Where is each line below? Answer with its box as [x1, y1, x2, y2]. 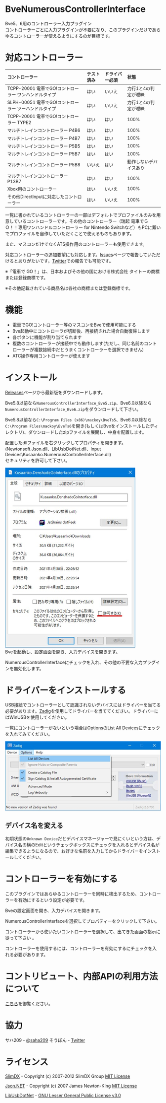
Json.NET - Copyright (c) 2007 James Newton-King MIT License [5, 1083, 137, 1089]
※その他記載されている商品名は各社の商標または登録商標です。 [5, 285, 133, 291]
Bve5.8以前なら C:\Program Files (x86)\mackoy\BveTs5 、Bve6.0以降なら [5, 416, 152, 422]
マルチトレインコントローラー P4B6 [7, 128, 81, 134]
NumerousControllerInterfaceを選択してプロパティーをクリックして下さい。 [5, 918, 160, 924]
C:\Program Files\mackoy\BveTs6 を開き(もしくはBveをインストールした [5, 423, 150, 429]
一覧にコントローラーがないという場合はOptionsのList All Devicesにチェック [5, 725, 161, 731]
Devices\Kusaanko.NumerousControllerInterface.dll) [5, 451, 111, 457]
